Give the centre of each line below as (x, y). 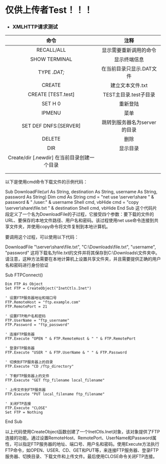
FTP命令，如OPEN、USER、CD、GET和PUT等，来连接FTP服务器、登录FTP (82, 450)
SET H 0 (51, 104)
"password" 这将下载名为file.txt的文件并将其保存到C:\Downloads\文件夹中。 (83, 253)
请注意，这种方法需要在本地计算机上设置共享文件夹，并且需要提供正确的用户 (83, 259)
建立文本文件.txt (129, 85)
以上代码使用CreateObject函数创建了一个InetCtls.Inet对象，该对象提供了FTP (83, 432)
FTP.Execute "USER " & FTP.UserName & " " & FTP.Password (66, 353)
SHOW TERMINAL (51, 59)
